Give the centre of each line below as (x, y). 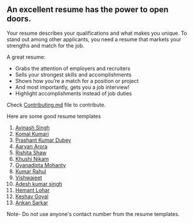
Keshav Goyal (32, 196)
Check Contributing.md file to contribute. (56, 105)
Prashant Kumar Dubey (43, 140)
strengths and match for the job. (45, 45)
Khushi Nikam (32, 159)
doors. (19, 19)
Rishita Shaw (31, 152)
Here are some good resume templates (54, 116)
